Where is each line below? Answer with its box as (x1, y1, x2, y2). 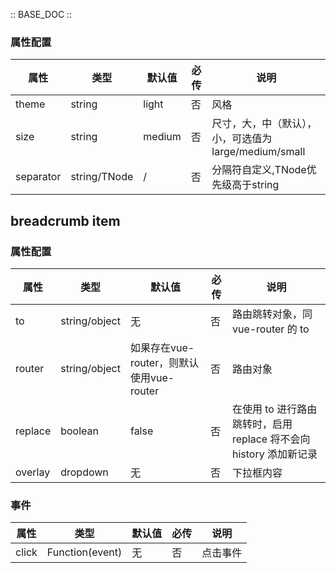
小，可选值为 (211, 132, 273, 146)
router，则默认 (129, 355, 200, 369)
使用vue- (129, 370, 175, 384)
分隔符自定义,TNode (211, 163, 307, 177)
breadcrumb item (10, 212, 121, 229)
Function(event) (46, 545, 123, 559)
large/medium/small (211, 145, 306, 159)
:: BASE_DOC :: (10, 9, 73, 20)
